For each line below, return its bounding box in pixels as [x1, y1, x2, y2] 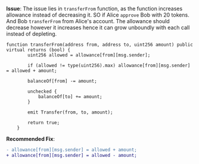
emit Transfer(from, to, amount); [27, 109, 113, 115]
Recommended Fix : [6, 135, 55, 142]
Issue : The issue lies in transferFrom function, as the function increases [6, 5, 183, 12]
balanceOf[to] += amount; [38, 94, 102, 100]
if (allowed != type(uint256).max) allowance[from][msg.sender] [27, 62, 191, 68]
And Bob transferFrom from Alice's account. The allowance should [6, 18, 170, 24]
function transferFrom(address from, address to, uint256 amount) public [6, 42, 194, 48]
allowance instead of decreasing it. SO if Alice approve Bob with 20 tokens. [6, 11, 189, 18]
